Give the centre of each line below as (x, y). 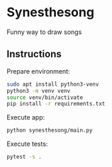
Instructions (34, 54)
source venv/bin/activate (45, 97)
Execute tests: (27, 144)
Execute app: (26, 117)
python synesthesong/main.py (50, 131)
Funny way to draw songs (44, 32)
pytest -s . (24, 157)
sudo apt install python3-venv (53, 84)
